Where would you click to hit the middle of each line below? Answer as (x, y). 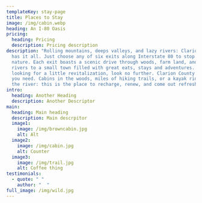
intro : (14, 90)
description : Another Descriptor (54, 101)
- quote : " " (28, 180)
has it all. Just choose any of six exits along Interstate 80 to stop (103, 56)
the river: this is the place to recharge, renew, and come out (94, 85)
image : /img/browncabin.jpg (52, 129)
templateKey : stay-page (36, 12)
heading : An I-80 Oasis (36, 29)
